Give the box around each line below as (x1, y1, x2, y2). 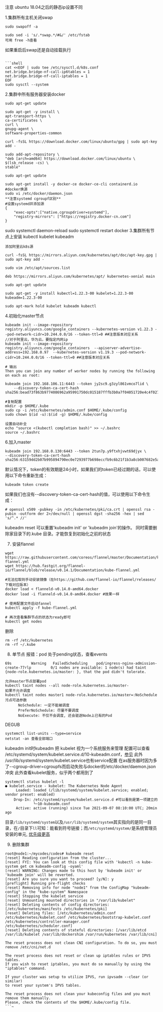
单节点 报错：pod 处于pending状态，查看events (12, 651, 108, 657)
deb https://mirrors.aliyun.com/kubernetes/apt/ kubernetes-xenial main (5, 274, 155, 279)
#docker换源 (5, 187, 28, 192)
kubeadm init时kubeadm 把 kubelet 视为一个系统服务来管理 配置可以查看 (5, 745, 150, 751)
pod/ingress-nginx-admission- (96, 661, 158, 666)
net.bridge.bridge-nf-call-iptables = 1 (5, 74, 88, 79)
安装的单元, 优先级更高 (5, 831, 50, 837)
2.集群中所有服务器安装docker (5, 91, 65, 97)
